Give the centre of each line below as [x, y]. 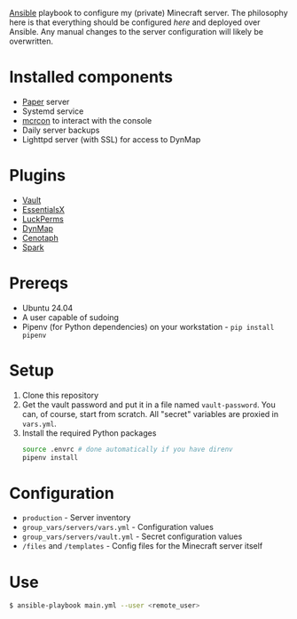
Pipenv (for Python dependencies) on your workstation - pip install [148, 326]
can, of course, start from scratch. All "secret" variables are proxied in [150, 414]
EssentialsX [43, 209]
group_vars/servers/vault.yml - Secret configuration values [132, 536]
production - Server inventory [76, 518]
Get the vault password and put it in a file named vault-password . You [149, 405]
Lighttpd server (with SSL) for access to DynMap [111, 139]
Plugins [38, 176]
